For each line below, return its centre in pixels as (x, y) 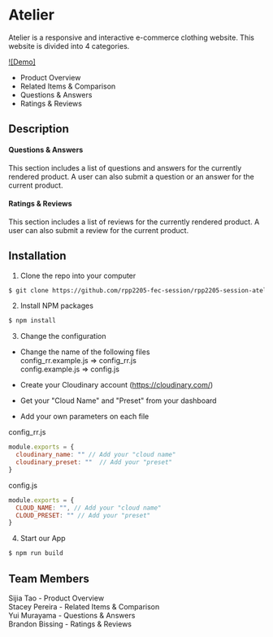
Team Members (49, 578)
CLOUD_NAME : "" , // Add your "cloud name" (89, 508)
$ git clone (28, 290)
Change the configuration (63, 336)
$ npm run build (36, 553)
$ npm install (32, 321)
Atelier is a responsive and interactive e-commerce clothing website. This (131, 37)
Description (39, 129)
